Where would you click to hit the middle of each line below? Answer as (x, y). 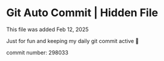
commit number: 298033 (37, 52)
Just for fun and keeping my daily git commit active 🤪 (73, 41)
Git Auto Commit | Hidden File (82, 13)
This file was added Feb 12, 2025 (48, 29)
